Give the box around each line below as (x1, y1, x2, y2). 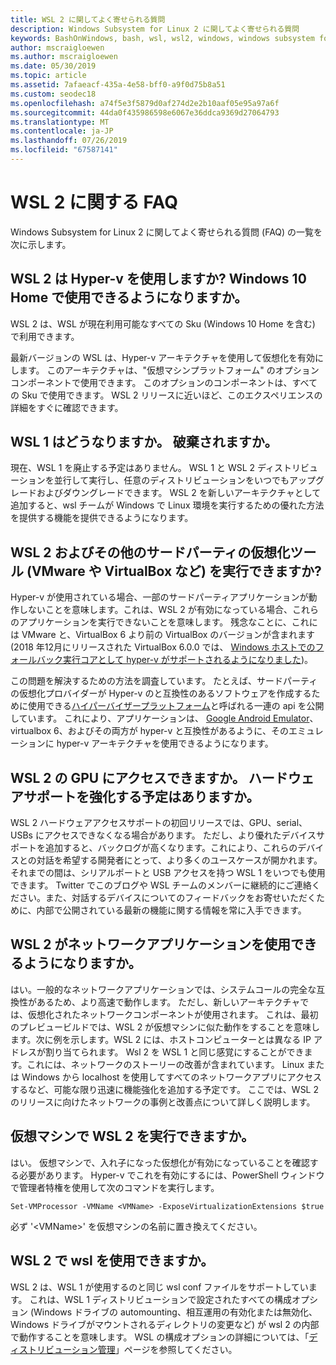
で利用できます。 (10, 330, 80, 342)
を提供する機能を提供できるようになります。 (10, 512, 194, 524)
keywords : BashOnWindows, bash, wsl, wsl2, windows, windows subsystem (10, 33, 315, 43)
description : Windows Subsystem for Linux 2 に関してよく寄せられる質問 (10, 24, 300, 34)
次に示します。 (10, 238, 72, 250)
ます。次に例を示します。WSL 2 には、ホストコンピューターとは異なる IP (10, 1033, 312, 1045)
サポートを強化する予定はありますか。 (23, 788, 260, 805)
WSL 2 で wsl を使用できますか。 (10, 1252, 215, 1270)
